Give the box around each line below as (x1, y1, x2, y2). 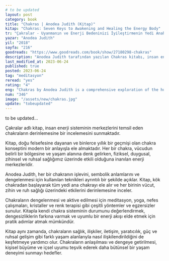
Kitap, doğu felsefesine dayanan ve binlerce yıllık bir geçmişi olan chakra (5, 140, 156, 146)
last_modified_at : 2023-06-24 (5, 59, 69, 64)
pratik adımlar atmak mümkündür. (5, 219, 75, 225)
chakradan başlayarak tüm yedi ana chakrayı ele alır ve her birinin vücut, (5, 182, 155, 188)
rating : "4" (5, 82, 30, 87)
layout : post (5, 12, 33, 17)
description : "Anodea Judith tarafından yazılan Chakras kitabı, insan (5, 54, 158, 60)
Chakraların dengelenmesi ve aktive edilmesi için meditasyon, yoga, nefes (5, 197, 158, 203)
